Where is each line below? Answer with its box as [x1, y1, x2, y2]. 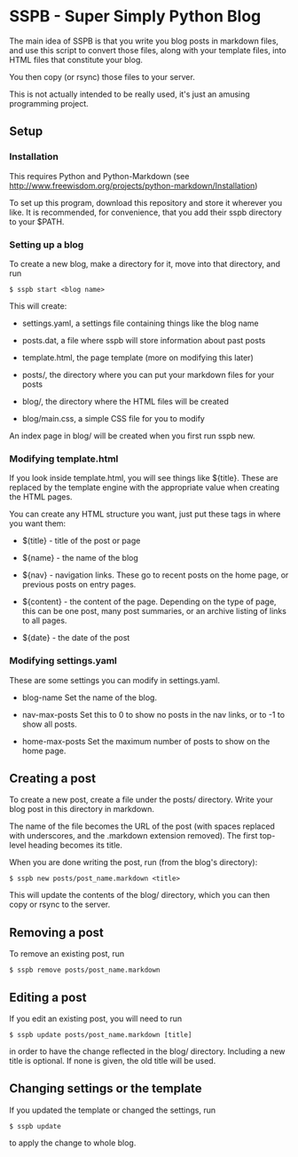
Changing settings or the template [9, 1081, 202, 1097]
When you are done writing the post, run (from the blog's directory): [9, 857, 258, 868]
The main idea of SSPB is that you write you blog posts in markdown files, [9, 35, 279, 46]
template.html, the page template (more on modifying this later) [21, 352, 255, 363]
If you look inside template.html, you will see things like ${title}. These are [9, 473, 278, 484]
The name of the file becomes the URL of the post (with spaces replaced [9, 821, 275, 831]
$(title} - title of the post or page [21, 535, 141, 547]
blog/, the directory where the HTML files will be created [21, 396, 229, 406]
